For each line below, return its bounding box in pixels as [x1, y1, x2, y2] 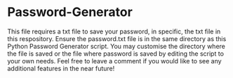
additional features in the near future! [7, 64, 115, 72]
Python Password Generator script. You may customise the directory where [7, 42, 226, 50]
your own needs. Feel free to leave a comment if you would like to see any [7, 56, 222, 65]
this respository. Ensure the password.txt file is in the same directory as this [7, 34, 227, 42]
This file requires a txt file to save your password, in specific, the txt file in [7, 27, 221, 36]
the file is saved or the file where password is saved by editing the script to [7, 49, 225, 58]
